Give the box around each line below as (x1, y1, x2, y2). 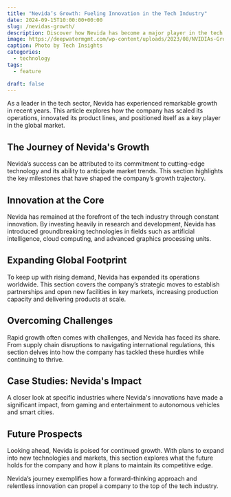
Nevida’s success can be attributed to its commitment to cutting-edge (7, 159, 205, 168)
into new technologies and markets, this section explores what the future (7, 454, 214, 462)
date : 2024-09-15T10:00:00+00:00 (7, 17, 103, 23)
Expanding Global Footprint (7, 255, 127, 266)
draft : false (7, 80, 45, 87)
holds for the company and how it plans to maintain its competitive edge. (7, 461, 213, 469)
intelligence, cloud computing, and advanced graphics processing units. (7, 235, 212, 242)
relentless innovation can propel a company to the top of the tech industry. (7, 482, 219, 490)
